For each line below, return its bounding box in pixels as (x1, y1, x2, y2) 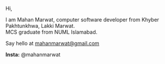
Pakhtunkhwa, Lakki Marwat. (5, 23, 75, 29)
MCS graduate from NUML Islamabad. (5, 29, 98, 35)
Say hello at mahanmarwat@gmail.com (5, 40, 100, 47)
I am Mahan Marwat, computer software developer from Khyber (5, 16, 159, 23)
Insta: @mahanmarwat (5, 51, 61, 58)
